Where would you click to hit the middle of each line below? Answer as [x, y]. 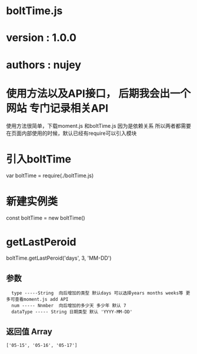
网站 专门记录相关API [57, 108]
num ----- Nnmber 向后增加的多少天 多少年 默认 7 [69, 306]
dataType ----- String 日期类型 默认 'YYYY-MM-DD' [72, 312]
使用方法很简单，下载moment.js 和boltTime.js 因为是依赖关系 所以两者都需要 [98, 125]
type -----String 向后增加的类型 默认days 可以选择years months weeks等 [97, 293]
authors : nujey [44, 64]
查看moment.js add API [41, 300]
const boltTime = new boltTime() [46, 218]
